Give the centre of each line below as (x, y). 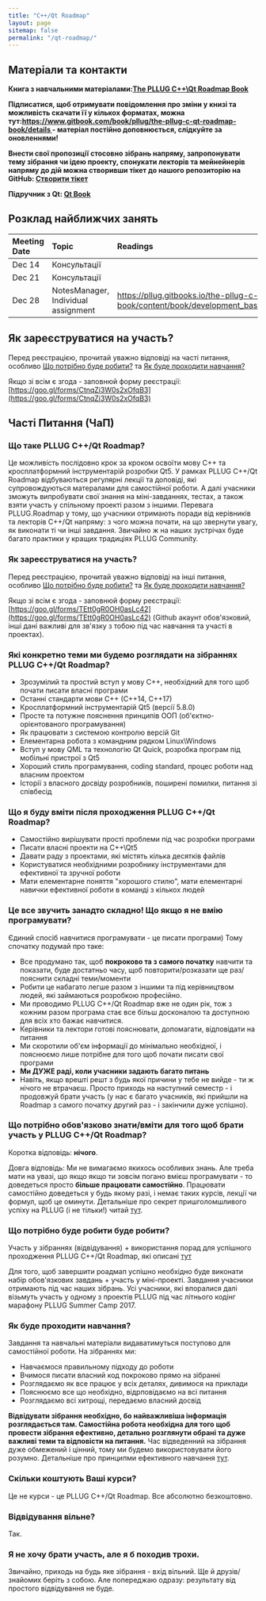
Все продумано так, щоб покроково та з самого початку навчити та (136, 962)
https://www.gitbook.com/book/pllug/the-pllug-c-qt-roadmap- (129, 121)
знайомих (25, 1580)
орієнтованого (44, 724)
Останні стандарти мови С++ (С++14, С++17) (96, 698)
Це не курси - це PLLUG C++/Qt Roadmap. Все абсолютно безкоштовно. (131, 1495)
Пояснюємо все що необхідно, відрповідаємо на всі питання (123, 1392)
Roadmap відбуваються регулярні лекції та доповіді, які (102, 480)
